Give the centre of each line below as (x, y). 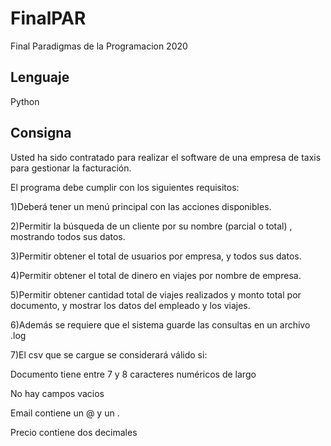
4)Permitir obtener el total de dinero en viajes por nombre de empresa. (156, 275)
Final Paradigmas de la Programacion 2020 (99, 46)
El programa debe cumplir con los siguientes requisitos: (125, 187)
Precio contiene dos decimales (74, 432)
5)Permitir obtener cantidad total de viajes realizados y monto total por (156, 294)
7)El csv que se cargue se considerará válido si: (109, 354)
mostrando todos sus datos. (68, 236)
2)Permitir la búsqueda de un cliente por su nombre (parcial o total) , (151, 226)
